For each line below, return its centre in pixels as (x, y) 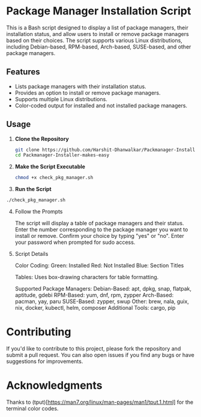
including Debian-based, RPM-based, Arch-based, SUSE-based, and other (99, 47)
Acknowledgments (55, 386)
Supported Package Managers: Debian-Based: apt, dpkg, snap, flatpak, (103, 289)
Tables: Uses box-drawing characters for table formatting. (87, 277)
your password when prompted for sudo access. (75, 242)
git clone (27, 150)
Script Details (31, 254)
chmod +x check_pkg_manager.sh (54, 178)
